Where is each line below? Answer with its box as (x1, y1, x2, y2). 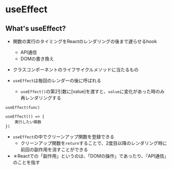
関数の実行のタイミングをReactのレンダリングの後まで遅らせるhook (12, 39, 157, 44)
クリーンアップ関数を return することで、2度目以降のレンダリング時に (20, 140, 167, 146)
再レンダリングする (20, 95, 62, 101)
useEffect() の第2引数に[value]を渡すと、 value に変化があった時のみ (20, 88, 165, 95)
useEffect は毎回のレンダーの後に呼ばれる (12, 78, 102, 83)
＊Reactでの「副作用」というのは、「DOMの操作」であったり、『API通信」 (12, 153, 167, 159)
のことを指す (12, 159, 40, 165)
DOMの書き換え (20, 55, 54, 62)
